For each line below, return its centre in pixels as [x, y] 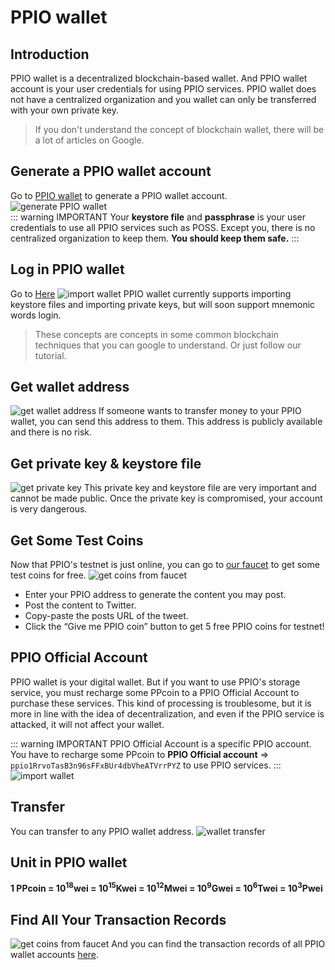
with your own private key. [65, 110]
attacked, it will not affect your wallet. [87, 724]
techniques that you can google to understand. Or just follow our [168, 345]
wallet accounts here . [55, 954]
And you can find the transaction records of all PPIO [218, 943]
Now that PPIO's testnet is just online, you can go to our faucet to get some [165, 565]
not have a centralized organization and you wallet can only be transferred [163, 99]
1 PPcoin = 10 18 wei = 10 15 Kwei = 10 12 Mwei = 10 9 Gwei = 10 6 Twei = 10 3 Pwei [166, 888]
